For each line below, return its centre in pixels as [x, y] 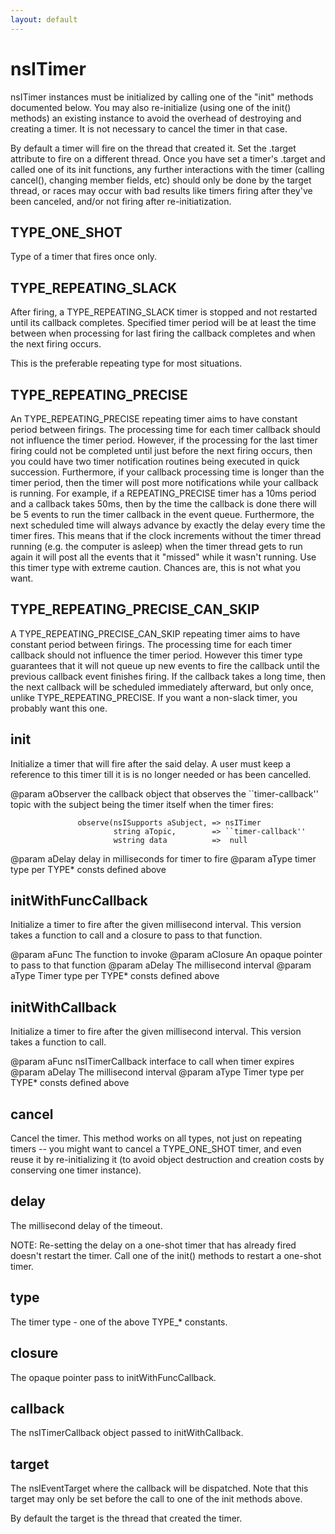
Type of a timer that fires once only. [84, 257]
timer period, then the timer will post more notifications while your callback [164, 482]
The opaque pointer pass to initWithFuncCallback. [113, 1377]
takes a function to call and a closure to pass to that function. [136, 935]
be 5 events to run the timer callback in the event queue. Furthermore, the [162, 514]
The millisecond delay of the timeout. [86, 1225]
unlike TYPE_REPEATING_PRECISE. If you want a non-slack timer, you [154, 697]
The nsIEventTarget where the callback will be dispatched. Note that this [159, 1488]
